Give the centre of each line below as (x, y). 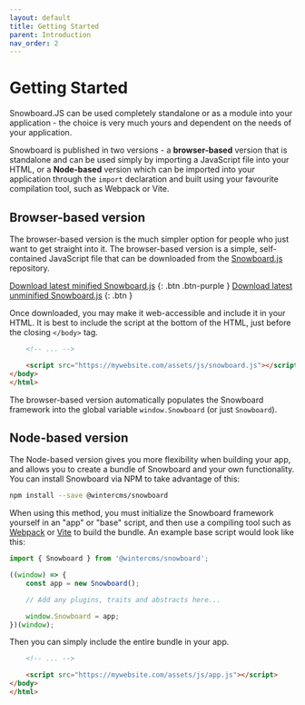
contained (28, 258)
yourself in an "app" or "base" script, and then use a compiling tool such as (151, 522)
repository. (30, 268)
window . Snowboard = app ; (73, 616)
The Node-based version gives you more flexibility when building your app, (150, 460)
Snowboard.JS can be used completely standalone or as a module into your (151, 114)
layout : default (40, 18)
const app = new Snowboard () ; (83, 583)
